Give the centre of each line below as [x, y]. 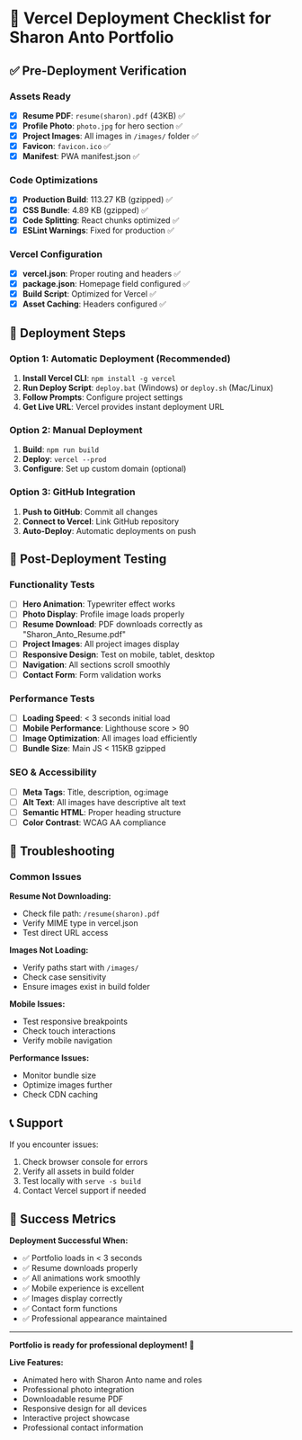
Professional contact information [83, 1427]
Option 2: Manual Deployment [76, 430]
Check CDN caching [60, 1095]
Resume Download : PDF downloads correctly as [113, 625]
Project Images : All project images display [101, 644]
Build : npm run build [61, 449]
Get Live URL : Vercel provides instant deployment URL [123, 406]
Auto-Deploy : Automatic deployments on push [109, 530]
